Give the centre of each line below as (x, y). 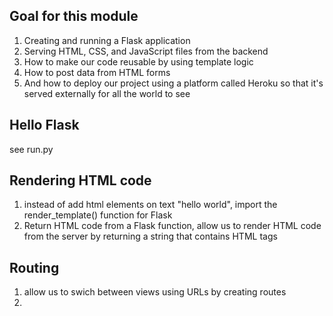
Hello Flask (44, 125)
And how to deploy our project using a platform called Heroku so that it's (173, 83)
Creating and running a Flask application (107, 40)
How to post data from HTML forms (97, 72)
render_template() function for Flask (98, 215)
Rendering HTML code (80, 180)
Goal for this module (74, 16)
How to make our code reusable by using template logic (138, 61)
